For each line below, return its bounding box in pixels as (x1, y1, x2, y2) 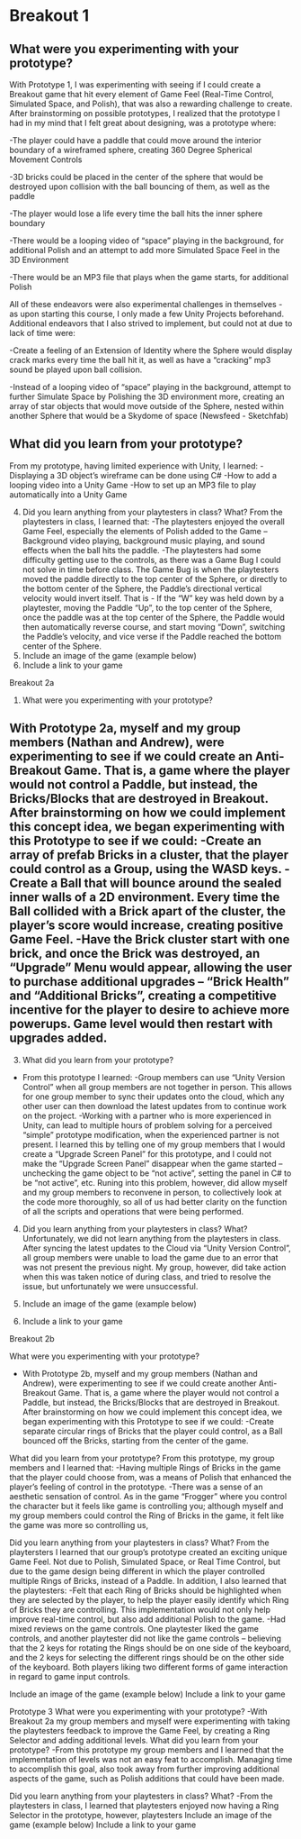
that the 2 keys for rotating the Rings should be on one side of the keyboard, (9, 1642, 292, 1653)
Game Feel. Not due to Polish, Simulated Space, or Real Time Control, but (9, 1556, 281, 1567)
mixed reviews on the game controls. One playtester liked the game (9, 1623, 259, 1634)
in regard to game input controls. (9, 1671, 130, 1681)
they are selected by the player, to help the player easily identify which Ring (9, 1594, 289, 1605)
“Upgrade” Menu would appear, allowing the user (9, 960, 293, 976)
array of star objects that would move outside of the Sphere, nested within (9, 401, 285, 411)
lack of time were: (9, 328, 76, 338)
